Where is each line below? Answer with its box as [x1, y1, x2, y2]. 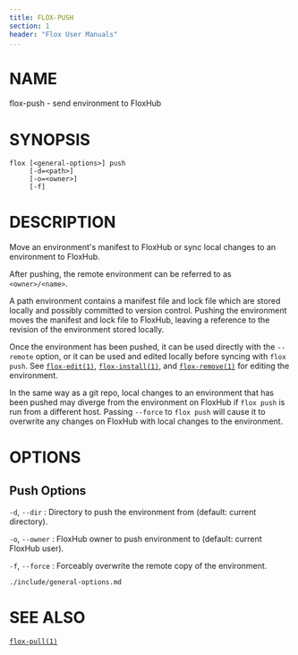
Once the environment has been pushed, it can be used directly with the [9, 341, 276, 352]
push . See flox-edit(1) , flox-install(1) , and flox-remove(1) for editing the [9, 360, 290, 372]
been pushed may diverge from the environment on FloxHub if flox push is [9, 397, 285, 408]
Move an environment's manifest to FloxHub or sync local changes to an [9, 242, 277, 253]
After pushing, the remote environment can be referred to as [9, 269, 232, 280]
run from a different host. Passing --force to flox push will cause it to [9, 407, 266, 418]
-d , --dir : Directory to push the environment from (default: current [9, 507, 257, 518]
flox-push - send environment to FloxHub [9, 98, 162, 108]
